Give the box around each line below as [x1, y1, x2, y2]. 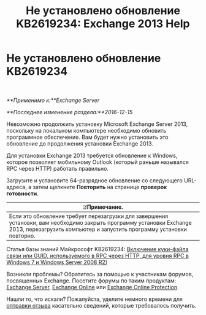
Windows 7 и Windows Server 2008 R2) [6, 259, 108, 266]
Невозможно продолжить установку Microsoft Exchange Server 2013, [6, 120, 188, 128]
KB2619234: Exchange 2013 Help [16, 17, 190, 31]
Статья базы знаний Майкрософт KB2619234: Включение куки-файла [6, 246, 189, 253]
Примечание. [86, 203, 123, 211]
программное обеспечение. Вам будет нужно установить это [6, 133, 169, 141]
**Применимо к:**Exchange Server [6, 96, 100, 104]
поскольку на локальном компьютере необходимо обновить [6, 126, 167, 134]
